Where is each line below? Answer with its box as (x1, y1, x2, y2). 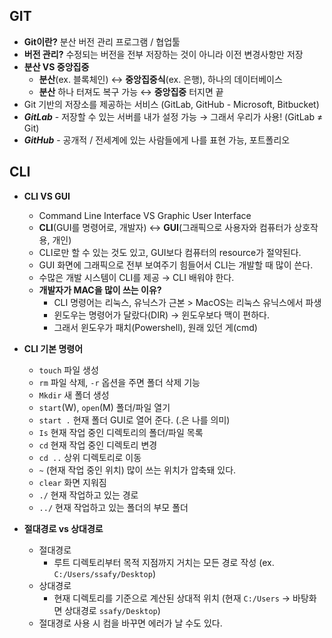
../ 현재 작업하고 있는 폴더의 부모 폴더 (38, 501, 189, 513)
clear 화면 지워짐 (38, 476, 107, 488)
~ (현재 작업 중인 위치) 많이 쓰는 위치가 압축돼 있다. (38, 464, 237, 476)
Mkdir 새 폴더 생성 (38, 389, 110, 401)
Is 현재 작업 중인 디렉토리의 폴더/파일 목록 (38, 426, 204, 438)
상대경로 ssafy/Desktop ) (64, 604, 161, 616)
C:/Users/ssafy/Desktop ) (53, 567, 156, 579)
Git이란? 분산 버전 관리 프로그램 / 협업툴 (23, 35, 181, 48)
